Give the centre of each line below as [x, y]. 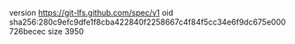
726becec [28, 31]
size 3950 [65, 31]
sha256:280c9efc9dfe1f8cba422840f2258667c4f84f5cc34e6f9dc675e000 [147, 22]
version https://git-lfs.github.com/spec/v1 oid [91, 13]
